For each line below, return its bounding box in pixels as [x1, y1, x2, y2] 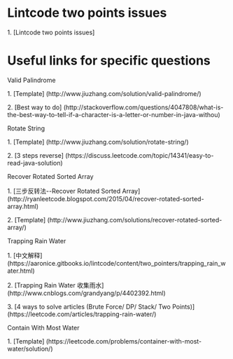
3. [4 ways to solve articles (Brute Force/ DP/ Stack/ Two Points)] [7, 302, 195, 311]
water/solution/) [7, 344, 54, 353]
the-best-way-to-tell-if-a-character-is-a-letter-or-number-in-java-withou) [7, 110, 220, 118]
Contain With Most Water [7, 323, 80, 332]
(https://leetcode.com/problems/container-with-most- [45, 337, 202, 345]
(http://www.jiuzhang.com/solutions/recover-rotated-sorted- [47, 215, 223, 224]
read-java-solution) [7, 158, 63, 167]
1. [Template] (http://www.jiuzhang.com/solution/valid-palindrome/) [7, 89, 202, 97]
